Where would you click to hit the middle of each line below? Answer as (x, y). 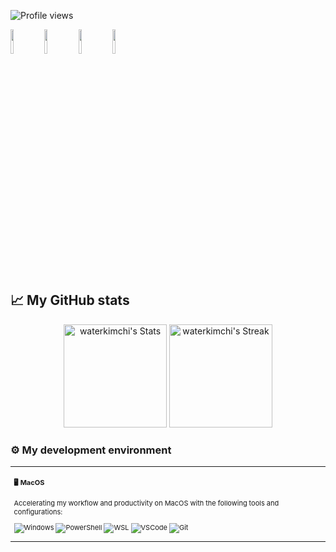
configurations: (38, 511)
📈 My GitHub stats (70, 300)
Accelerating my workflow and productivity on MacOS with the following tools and (146, 503)
